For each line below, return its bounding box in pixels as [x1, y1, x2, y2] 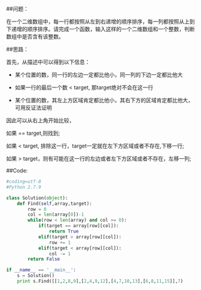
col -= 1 [48, 250, 71, 256]
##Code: [6, 167, 28, 174]
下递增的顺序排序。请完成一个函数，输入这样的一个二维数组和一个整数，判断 [6, 26, 195, 32]
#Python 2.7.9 [6, 184, 42, 190]
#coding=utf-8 [6, 179, 42, 185]
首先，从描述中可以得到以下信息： [6, 59, 90, 65]
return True [48, 228, 79, 234]
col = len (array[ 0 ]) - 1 [28, 212, 84, 217]
